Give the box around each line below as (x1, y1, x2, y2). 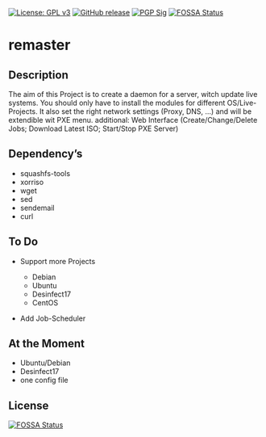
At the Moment (8, 337, 85, 351)
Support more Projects (19, 256, 96, 266)
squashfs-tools (19, 168, 71, 178)
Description (8, 68, 69, 82)
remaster (8, 36, 71, 54)
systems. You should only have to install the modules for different (8, 98, 226, 107)
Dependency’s (8, 147, 83, 161)
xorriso (19, 177, 44, 187)
